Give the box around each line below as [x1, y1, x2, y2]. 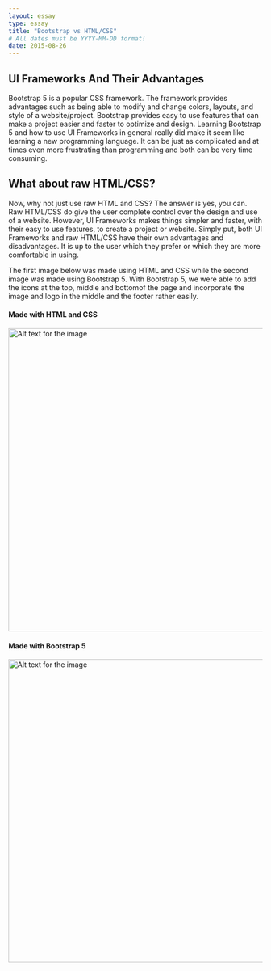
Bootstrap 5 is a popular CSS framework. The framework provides [8, 93, 228, 103]
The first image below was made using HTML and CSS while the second [8, 265, 248, 275]
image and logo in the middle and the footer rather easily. [8, 291, 199, 301]
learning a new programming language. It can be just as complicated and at [8, 136, 260, 146]
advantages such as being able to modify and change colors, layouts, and [8, 102, 254, 112]
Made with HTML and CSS [8, 310, 98, 319]
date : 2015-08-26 [8, 42, 67, 50]
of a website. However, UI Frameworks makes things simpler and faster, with [8, 215, 263, 225]
